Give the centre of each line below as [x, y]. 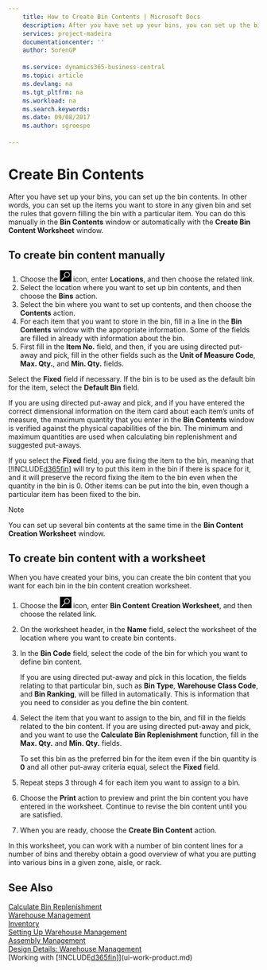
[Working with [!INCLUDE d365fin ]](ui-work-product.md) [101, 957]
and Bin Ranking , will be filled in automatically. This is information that [135, 694]
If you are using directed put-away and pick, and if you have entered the [126, 402]
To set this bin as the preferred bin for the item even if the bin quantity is [138, 759]
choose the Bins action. [58, 296]
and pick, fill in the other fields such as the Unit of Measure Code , [147, 355]
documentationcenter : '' [64, 42]
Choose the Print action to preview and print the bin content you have [134, 798]
